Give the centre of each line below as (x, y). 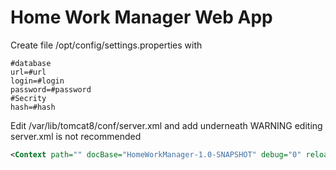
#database (31, 63)
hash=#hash (33, 107)
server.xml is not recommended (76, 136)
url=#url (28, 72)
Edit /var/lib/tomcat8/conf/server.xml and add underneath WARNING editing (166, 125)
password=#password (51, 89)
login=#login (37, 81)
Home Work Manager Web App (141, 17)
